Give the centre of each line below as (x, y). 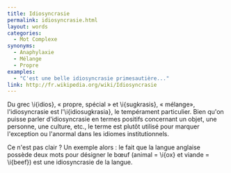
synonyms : (22, 46)
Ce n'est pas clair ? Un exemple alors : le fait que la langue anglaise (104, 147)
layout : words (28, 26)
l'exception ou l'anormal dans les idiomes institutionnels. (88, 134)
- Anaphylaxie (34, 53)
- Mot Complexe (35, 40)
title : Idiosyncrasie (39, 14)
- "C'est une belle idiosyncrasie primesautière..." (91, 78)
